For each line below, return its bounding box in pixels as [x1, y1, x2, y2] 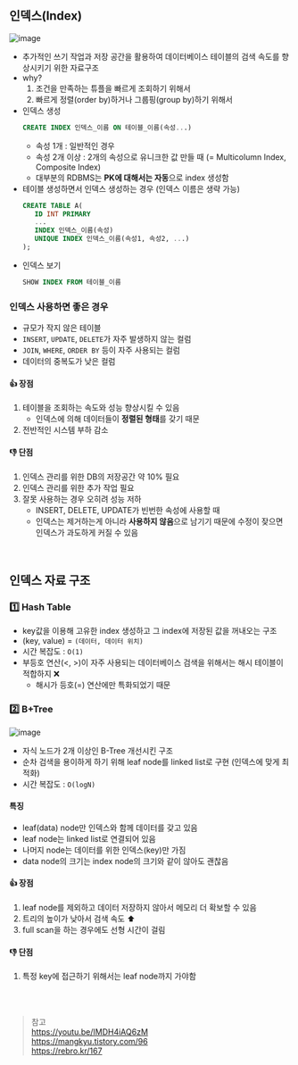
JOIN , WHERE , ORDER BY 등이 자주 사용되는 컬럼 [21, 345, 181, 355]
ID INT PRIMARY [34, 209, 91, 219]
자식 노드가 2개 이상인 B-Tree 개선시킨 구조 [21, 745, 174, 756]
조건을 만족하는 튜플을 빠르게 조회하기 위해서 [35, 83, 191, 94]
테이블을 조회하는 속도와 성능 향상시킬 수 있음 [21, 403, 180, 413]
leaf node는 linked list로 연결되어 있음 [21, 833, 156, 844]
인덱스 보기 [21, 260, 62, 270]
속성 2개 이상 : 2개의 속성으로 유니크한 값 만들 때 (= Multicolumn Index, [35, 151, 287, 162]
